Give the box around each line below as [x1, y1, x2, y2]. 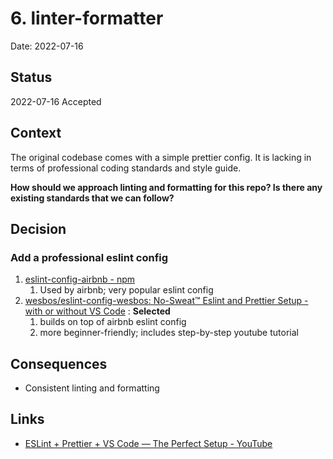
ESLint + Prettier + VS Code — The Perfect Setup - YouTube [24, 437, 273, 449]
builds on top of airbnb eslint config [39, 316, 187, 328]
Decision [10, 220, 67, 237]
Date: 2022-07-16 [10, 40, 84, 52]
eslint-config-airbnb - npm [24, 273, 135, 286]
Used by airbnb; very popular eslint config [39, 284, 214, 296]
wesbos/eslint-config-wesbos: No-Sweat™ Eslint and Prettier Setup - [24, 295, 309, 307]
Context [10, 125, 62, 142]
